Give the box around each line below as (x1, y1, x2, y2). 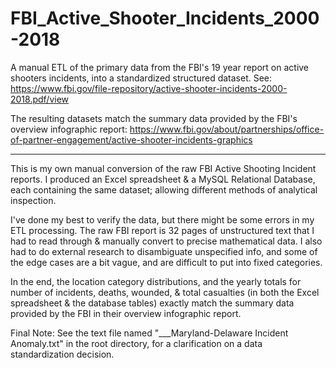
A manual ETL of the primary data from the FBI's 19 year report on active (10, 61, 310, 73)
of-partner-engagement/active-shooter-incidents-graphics (10, 133, 253, 146)
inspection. (10, 194, 57, 206)
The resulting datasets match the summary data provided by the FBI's (10, 112, 298, 124)
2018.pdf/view (10, 93, 70, 105)
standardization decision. (10, 348, 115, 360)
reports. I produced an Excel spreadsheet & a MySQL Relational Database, (10, 173, 316, 185)
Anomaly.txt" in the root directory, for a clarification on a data (10, 337, 263, 349)
